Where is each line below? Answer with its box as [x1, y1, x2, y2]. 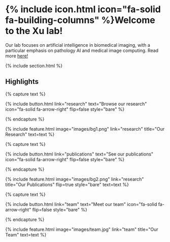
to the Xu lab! [5, 25, 63, 37]
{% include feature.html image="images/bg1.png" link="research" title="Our [5, 126, 165, 132]
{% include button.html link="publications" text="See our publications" [5, 151, 154, 157]
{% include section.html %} [5, 63, 63, 69]
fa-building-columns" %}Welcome [5, 14, 156, 26]
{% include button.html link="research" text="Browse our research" [5, 101, 147, 107]
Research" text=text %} [5, 131, 55, 137]
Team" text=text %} [5, 231, 47, 237]
